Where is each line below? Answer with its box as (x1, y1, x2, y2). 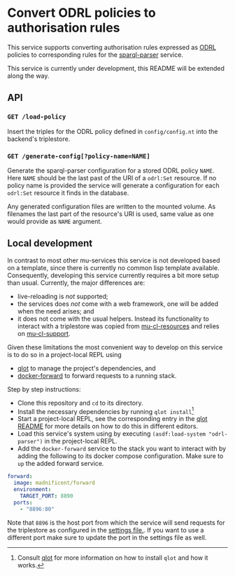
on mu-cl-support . (17, 329, 71, 337)
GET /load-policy (7, 113, 66, 121)
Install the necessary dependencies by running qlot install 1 (17, 406, 194, 415)
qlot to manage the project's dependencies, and (17, 363, 156, 373)
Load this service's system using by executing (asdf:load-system (17, 429, 206, 438)
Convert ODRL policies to (7, 5, 156, 21)
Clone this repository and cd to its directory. (17, 398, 143, 407)
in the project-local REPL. (44, 437, 117, 446)
